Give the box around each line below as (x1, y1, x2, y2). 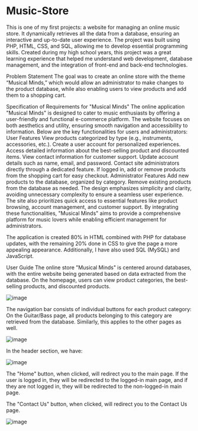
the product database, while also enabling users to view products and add (6, 85, 187, 92)
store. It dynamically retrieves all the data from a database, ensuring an (6, 30, 180, 37)
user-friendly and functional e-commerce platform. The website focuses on (6, 115, 190, 122)
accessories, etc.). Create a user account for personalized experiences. (6, 141, 181, 148)
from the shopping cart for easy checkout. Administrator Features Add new (6, 172, 189, 179)
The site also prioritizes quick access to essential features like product (6, 197, 178, 204)
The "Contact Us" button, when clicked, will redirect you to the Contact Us (6, 400, 187, 407)
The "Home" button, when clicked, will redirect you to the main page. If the (6, 370, 189, 377)
